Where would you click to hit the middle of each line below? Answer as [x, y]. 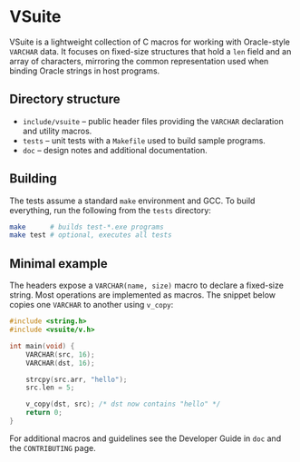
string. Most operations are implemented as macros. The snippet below [143, 295]
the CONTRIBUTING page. [53, 447]
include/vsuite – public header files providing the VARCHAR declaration [153, 121]
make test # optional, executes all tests [91, 235]
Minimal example [59, 264]
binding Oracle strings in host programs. [85, 71]
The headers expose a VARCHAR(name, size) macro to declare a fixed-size [146, 285]
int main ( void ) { [42, 346]
